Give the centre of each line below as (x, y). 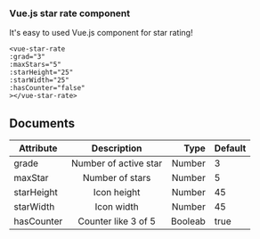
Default (230, 148)
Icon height (117, 193)
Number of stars (117, 178)
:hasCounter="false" (48, 88)
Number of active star (117, 163)
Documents (42, 123)
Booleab (188, 221)
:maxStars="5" (36, 65)
